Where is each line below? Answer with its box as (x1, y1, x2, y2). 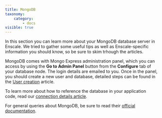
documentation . (5, 108, 37, 114)
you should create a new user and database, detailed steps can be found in (5, 74, 156, 80)
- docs (22, 20, 36, 26)
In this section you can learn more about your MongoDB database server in (5, 38, 155, 44)
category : (14, 16, 34, 21)
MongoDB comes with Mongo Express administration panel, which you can (5, 58, 155, 64)
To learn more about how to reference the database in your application (5, 88, 146, 94)
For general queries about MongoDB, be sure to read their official (5, 103, 136, 109)
